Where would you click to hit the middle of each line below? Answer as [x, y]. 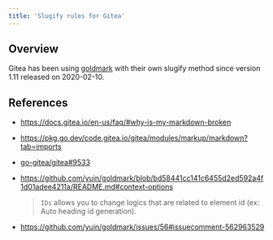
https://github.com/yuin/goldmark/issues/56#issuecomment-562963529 [142, 227]
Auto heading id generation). [88, 212]
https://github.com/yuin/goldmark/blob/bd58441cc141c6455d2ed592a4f [142, 178]
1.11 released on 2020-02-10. [56, 77]
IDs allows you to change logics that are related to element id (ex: [150, 203]
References [38, 103]
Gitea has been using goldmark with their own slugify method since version [134, 68]
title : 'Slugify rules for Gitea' [67, 16]
